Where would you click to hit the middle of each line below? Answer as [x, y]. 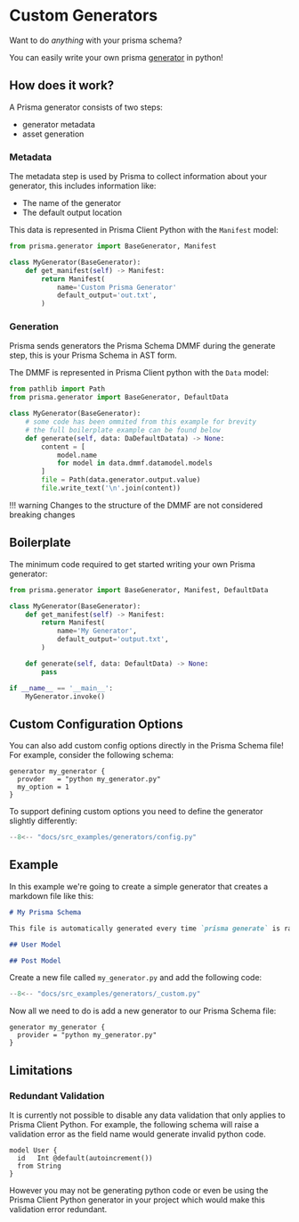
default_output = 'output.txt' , [113, 640]
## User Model [36, 945]
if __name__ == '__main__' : [61, 688]
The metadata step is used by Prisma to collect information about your [138, 177]
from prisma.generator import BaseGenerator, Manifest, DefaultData [139, 590]
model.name [77, 455]
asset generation [53, 134]
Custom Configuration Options [97, 724]
